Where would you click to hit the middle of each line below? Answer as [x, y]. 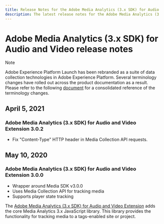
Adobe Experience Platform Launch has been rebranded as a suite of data [80, 72]
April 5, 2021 [25, 109]
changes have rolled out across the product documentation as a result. [77, 83]
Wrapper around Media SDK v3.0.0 [47, 186]
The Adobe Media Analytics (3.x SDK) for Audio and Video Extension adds [80, 206]
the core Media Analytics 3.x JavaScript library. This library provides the [78, 211]
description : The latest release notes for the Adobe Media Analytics [79, 14]
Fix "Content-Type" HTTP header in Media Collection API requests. [80, 140]
